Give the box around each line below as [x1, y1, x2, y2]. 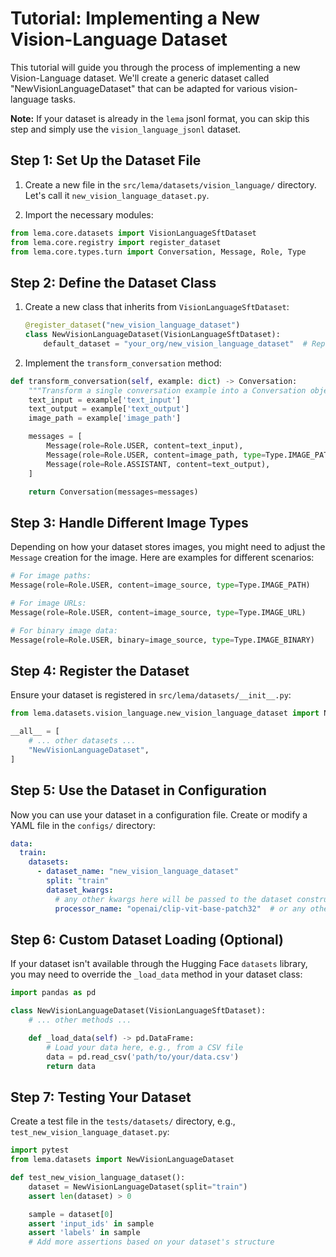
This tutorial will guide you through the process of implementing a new [10, 61, 301, 73]
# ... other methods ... [28, 1015, 132, 1026]
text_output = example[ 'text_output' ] [28, 404, 190, 414]
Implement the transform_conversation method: [24, 357, 222, 369]
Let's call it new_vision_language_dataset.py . [24, 189, 210, 201]
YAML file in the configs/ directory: [10, 819, 156, 831]
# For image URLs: [10, 598, 87, 608]
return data [46, 1061, 97, 1071]
